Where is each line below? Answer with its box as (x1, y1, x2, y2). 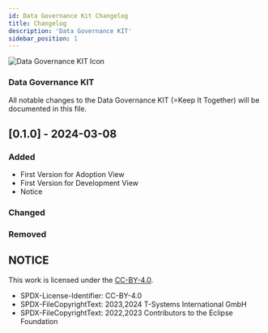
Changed (8, 207, 46, 218)
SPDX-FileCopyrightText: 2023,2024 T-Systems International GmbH (19, 299, 247, 309)
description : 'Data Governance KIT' (8, 27, 132, 35)
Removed (8, 229, 47, 240)
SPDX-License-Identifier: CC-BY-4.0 (19, 290, 143, 300)
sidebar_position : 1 (8, 34, 79, 43)
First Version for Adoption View (19, 170, 125, 179)
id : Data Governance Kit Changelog (8, 11, 129, 20)
